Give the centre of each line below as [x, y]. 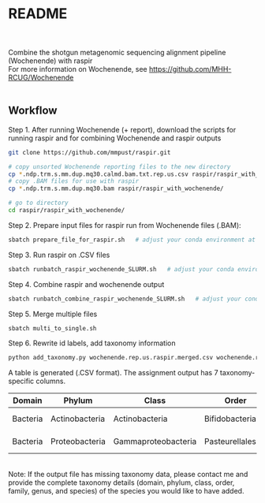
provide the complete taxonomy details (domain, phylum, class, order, [121, 483]
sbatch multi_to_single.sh [52, 328]
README [38, 14]
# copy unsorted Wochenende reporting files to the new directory [119, 166]
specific [21, 381]
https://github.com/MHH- [190, 69]
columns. [51, 381]
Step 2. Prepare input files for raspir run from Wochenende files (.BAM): [125, 225]
